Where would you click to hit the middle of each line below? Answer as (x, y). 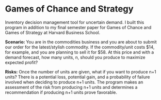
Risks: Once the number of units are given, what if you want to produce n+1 (81, 71)
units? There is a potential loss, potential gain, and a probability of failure (78, 77)
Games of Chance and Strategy (69, 9)
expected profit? (21, 62)
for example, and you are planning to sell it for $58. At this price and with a (80, 52)
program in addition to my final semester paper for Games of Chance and (78, 27)
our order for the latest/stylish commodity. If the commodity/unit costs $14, (80, 47)
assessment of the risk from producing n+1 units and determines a (71, 87)
